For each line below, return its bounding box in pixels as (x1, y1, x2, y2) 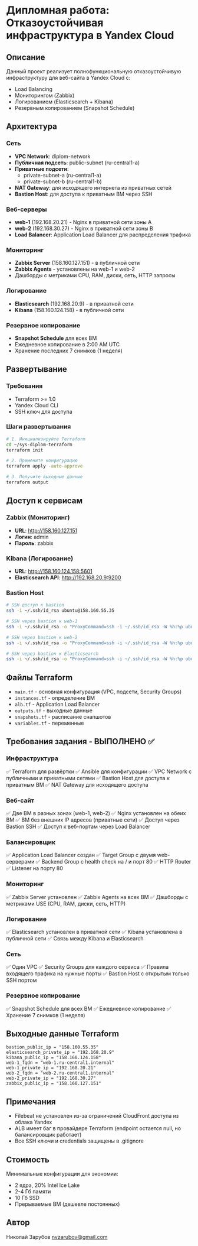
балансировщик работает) (14, 1131, 82, 1138)
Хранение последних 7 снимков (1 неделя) (14, 347, 123, 354)
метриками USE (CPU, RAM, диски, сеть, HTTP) (6, 900, 126, 907)
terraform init (6, 447, 44, 453)
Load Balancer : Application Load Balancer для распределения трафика (14, 231, 192, 238)
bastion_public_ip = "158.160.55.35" (6, 1044, 99, 1050)
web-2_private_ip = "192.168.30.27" (6, 1075, 96, 1082)
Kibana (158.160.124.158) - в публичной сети (14, 306, 124, 313)
